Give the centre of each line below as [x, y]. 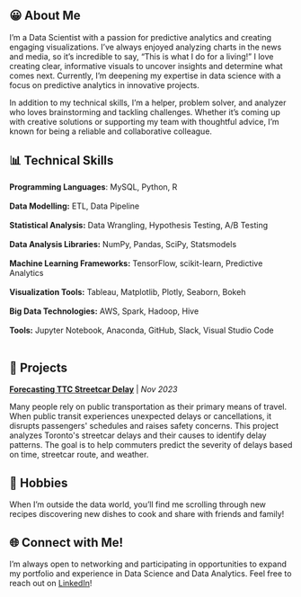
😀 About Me [45, 16]
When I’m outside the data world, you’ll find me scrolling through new [138, 504]
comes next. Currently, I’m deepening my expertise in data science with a [145, 76]
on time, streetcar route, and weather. [79, 455]
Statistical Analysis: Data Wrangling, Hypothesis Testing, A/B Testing [139, 225]
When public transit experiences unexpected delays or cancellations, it [141, 416]
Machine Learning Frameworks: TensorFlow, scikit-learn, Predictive [136, 263]
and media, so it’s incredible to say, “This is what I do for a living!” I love [142, 56]
